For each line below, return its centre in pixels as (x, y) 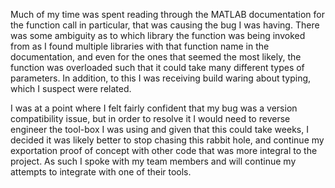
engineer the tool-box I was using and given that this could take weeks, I (159, 129)
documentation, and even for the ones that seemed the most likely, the (156, 57)
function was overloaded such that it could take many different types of (157, 67)
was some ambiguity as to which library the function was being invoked (158, 35)
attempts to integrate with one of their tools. (101, 172)
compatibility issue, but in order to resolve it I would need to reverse (150, 118)
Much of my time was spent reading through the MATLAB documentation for (167, 14)
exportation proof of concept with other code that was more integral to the (164, 150)
